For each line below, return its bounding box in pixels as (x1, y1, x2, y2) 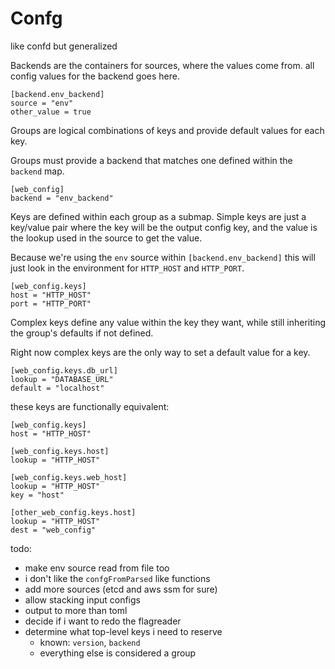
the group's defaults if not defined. (10, 327, 154, 339)
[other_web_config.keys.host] (10, 507, 137, 517)
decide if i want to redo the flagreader (24, 615, 182, 627)
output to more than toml (24, 604, 128, 616)
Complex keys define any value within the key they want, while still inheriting (10, 316, 327, 328)
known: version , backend (39, 636, 141, 648)
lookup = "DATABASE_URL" (10, 374, 114, 384)
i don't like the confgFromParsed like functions (24, 572, 211, 584)
